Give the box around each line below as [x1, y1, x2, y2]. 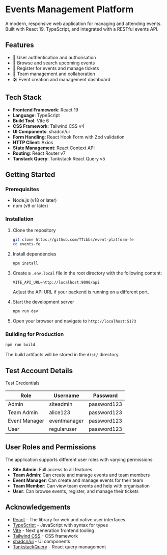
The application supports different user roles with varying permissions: [5, 456, 154, 462]
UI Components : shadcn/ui [12, 128, 70, 134]
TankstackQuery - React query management [12, 543, 106, 550]
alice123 [49, 409, 70, 416]
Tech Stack [5, 93, 42, 102]
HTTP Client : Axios [12, 139, 53, 145]
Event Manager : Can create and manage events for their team [12, 477, 144, 483]
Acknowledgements [5, 503, 71, 512]
